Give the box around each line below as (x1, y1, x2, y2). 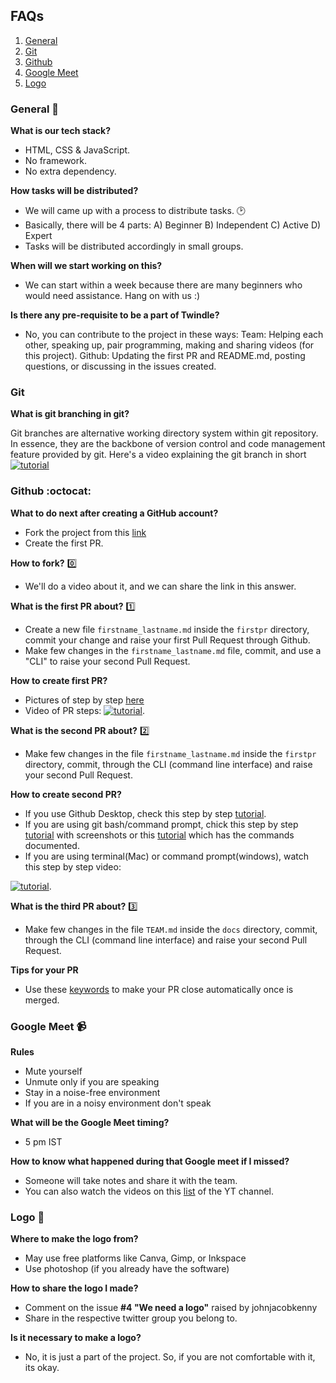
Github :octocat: (10, 484, 92, 498)
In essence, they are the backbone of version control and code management (10, 438, 326, 450)
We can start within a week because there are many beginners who (24, 279, 303, 291)
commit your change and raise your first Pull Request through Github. (24, 634, 311, 646)
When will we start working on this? (10, 260, 163, 272)
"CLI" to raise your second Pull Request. (24, 655, 191, 667)
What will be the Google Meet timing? (10, 1117, 170, 1128)
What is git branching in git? (10, 408, 130, 420)
